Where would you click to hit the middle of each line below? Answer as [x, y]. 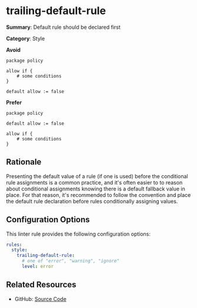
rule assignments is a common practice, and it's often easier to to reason [94, 182]
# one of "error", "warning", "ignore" [70, 261]
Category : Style [26, 38]
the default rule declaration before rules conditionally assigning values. [92, 201]
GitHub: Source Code [40, 299]
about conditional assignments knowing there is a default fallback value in [96, 189]
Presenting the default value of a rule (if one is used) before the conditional [97, 176]
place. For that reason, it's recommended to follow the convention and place [98, 195]
